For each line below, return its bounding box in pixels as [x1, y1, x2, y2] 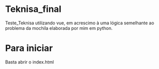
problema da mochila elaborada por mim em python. [5, 25, 113, 31]
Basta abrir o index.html [5, 59, 54, 65]
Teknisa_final [5, 3, 61, 15]
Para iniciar [5, 43, 53, 54]
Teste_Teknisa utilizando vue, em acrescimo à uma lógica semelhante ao [5, 20, 155, 26]
